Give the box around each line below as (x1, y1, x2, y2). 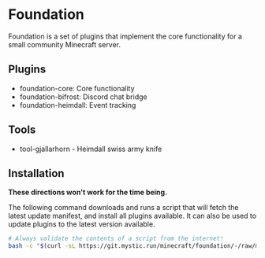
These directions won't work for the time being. (8, 187, 168, 197)
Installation (8, 167, 65, 180)
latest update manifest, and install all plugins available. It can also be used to (8, 211, 257, 221)
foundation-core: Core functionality (19, 83, 136, 93)
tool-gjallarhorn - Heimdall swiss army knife (19, 144, 162, 153)
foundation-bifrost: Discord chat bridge (19, 92, 147, 101)
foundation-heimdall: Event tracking (19, 100, 136, 109)
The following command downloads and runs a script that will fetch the (8, 203, 239, 212)
